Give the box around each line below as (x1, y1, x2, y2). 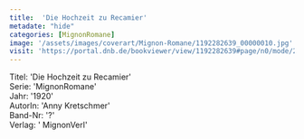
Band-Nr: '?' (9, 110, 55, 121)
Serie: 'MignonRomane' (9, 81, 97, 92)
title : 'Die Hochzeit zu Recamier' (9, 13, 147, 23)
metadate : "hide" (9, 22, 75, 31)
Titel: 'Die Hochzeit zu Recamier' (9, 71, 132, 82)
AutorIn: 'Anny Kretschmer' (9, 100, 110, 111)
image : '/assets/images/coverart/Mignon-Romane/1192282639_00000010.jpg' (9, 38, 294, 48)
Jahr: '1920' (9, 91, 54, 102)
